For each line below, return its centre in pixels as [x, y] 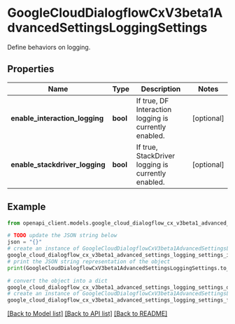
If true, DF [152, 101]
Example [27, 207]
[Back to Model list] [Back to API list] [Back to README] [87, 314]
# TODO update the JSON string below [62, 236]
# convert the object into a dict [58, 281]
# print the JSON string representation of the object [89, 261]
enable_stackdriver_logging [58, 164]
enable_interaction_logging [57, 118]
